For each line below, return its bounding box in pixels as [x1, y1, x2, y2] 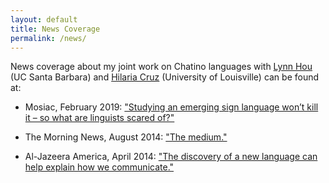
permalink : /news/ [10, 33, 87, 43]
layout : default [10, 14, 78, 25]
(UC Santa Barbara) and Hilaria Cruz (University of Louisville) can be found [10, 71, 320, 83]
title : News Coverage [10, 24, 101, 34]
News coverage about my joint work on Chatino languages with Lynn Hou [10, 61, 313, 73]
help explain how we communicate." [24, 161, 175, 173]
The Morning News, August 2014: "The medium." [24, 131, 228, 143]
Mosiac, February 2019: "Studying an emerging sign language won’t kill [24, 101, 319, 113]
